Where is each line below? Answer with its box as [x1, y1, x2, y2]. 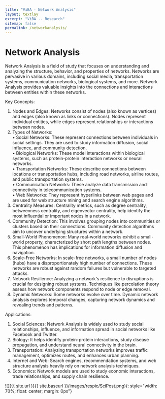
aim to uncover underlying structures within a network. [12, 229, 124, 234]
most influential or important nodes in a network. [12, 213, 111, 219]
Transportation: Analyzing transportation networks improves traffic [12, 347, 148, 353]
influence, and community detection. [12, 145, 87, 151]
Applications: [5, 311, 32, 318]
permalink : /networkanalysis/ [5, 26, 67, 31]
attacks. [12, 270, 29, 276]
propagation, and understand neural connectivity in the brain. [12, 342, 137, 348]
